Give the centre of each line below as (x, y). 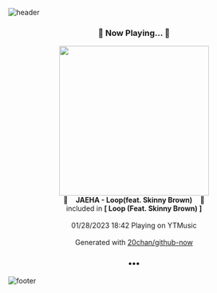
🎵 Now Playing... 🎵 (134, 33)
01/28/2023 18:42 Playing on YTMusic (134, 226)
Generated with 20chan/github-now (134, 243)
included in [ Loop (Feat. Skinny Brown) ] (134, 208)
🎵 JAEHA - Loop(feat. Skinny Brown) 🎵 (134, 200)
